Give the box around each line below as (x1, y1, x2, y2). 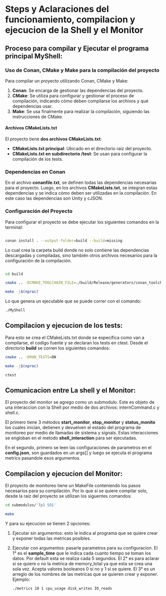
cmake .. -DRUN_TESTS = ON (5, 354, 56, 359)
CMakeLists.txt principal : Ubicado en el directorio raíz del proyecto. (12, 146, 152, 152)
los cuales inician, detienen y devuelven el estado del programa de (5, 425, 141, 430)
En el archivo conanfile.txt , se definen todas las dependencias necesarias (5, 179, 157, 186)
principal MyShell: (5, 52, 63, 60)
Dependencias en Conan (5, 169, 66, 175)
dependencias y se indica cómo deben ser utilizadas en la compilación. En (5, 190, 157, 196)
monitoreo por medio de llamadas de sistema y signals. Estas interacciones (5, 430, 158, 436)
